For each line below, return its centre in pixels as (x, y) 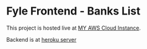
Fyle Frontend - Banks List (73, 11)
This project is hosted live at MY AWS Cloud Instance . (73, 28)
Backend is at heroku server (42, 39)
